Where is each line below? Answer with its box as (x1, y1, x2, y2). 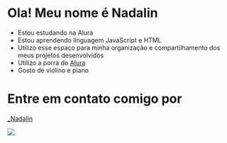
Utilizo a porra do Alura (17, 58, 86, 67)
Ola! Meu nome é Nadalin (7, 5, 158, 21)
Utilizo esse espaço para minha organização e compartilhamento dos (17, 43, 221, 52)
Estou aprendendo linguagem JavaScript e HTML (17, 35, 162, 44)
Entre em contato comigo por (7, 91, 182, 107)
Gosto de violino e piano (17, 66, 89, 74)
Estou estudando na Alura (17, 28, 94, 37)
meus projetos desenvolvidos (17, 51, 104, 59)
